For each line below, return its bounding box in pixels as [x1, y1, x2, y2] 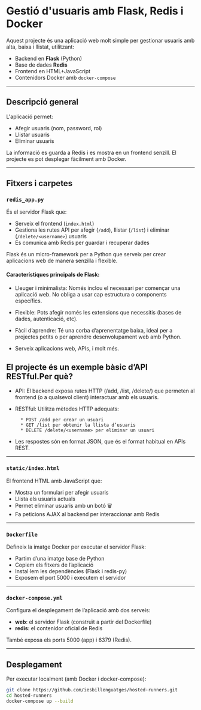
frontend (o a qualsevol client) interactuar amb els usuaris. [14, 394, 159, 401]
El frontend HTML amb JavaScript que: [6, 477, 102, 484]
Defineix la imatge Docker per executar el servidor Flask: [6, 543, 147, 550]
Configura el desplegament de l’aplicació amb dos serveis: [6, 607, 151, 614]
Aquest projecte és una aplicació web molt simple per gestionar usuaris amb [6, 37, 195, 44]
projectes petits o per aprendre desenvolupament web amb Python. [14, 333, 182, 340]
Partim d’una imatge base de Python [14, 555, 105, 562]
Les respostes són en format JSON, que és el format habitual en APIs [14, 438, 186, 445]
